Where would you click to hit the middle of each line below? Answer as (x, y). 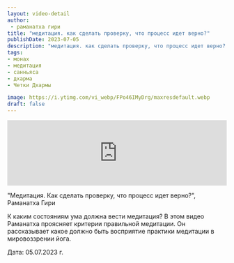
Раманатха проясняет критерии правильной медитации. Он (96, 224)
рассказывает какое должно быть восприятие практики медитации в (111, 231)
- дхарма (20, 78)
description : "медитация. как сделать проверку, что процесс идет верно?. (118, 46)
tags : (15, 53)
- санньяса (23, 72)
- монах (18, 59)
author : (18, 20)
